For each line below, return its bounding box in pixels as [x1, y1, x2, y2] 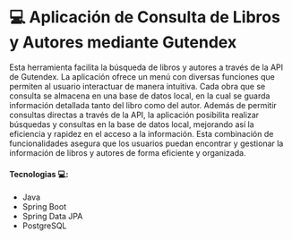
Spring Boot [21, 201, 67, 212]
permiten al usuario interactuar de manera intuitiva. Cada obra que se [9, 81, 266, 91]
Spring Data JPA [21, 211, 83, 222]
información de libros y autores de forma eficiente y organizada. [9, 147, 246, 158]
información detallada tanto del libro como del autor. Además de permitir [9, 99, 278, 110]
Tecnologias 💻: [9, 168, 69, 179]
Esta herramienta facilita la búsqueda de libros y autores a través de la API [9, 62, 284, 73]
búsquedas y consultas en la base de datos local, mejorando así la [9, 118, 254, 130]
